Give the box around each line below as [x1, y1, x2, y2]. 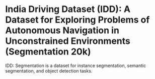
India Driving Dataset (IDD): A [5, 3, 131, 15]
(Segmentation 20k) [5, 46, 91, 57]
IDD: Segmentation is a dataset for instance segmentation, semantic [5, 62, 146, 68]
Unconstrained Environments [5, 35, 131, 47]
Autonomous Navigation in [5, 25, 120, 36]
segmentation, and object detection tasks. [5, 67, 93, 73]
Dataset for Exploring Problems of [5, 14, 150, 25]
